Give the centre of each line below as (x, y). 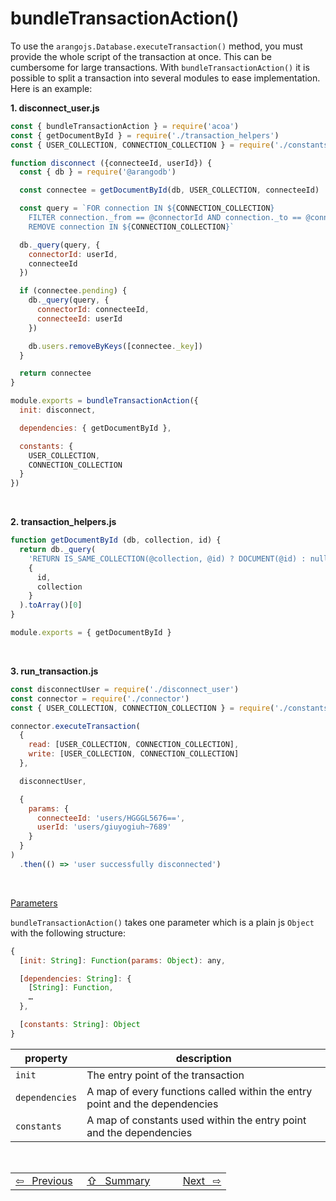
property (46, 1058)
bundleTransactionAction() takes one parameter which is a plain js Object (162, 922)
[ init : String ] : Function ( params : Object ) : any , (122, 960)
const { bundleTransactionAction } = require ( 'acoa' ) (125, 126)
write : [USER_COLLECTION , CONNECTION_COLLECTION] (134, 754)
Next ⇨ (202, 1180)
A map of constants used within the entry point (196, 1120)
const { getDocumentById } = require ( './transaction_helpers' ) (145, 135)
